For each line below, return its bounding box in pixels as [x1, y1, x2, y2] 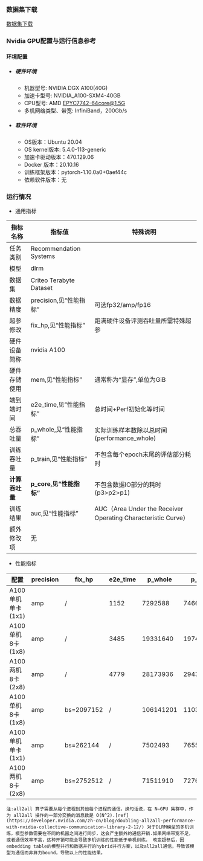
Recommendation [30, 245, 81, 253]
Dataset [30, 284, 53, 292]
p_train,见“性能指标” [30, 455, 88, 463]
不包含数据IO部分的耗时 [94, 480, 161, 489]
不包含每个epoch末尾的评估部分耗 [94, 450, 192, 459]
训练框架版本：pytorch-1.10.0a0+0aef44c [24, 168, 127, 176]
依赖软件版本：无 [24, 176, 67, 183]
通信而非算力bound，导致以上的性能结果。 [14, 850, 106, 856]
